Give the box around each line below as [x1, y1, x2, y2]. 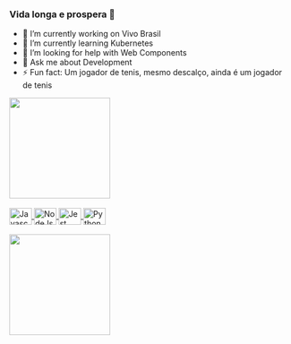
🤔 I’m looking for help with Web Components [21, 47, 187, 58]
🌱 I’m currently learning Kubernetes [21, 38, 154, 48]
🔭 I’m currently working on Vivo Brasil [21, 29, 161, 39]
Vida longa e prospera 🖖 [9, 8, 116, 21]
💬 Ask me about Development [21, 57, 133, 68]
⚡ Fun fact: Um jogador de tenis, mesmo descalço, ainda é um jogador [21, 67, 283, 78]
